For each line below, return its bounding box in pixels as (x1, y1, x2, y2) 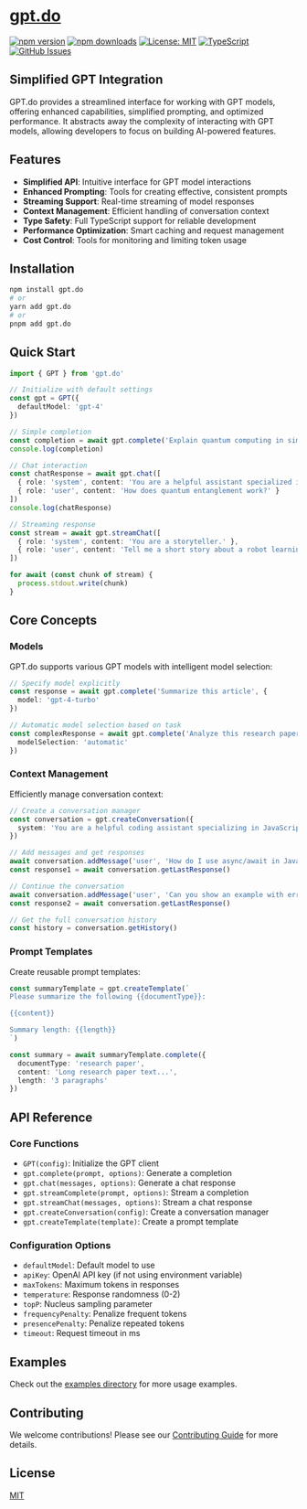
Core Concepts (9, 613, 98, 628)
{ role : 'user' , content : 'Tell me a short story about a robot (17, 545, 268, 554)
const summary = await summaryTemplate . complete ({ (9, 1050, 206, 1059)
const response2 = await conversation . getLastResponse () (9, 898, 231, 908)
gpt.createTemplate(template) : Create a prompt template (22, 1216, 239, 1227)
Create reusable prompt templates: (9, 966, 141, 977)
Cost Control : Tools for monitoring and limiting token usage (22, 234, 247, 245)
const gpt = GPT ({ (9, 394, 79, 403)
